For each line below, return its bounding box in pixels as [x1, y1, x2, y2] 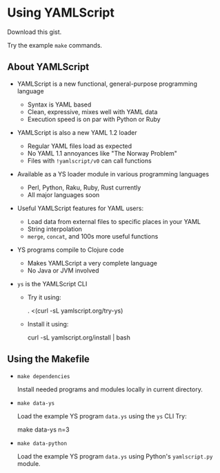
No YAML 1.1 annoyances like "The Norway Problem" [27, 149, 177, 157]
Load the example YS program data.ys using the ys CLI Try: [17, 411, 188, 420]
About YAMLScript [7, 61, 90, 73]
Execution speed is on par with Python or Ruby [27, 115, 161, 123]
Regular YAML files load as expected [27, 142, 132, 150]
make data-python [17, 440, 68, 447]
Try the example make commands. [7, 41, 102, 49]
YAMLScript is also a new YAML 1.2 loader [17, 128, 138, 136]
